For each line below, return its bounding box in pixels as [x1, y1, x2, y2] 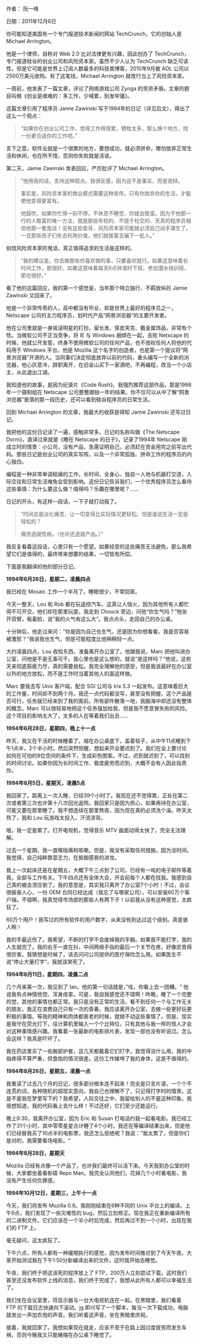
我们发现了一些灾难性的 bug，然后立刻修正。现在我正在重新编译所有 [24, 1209, 191, 1216]
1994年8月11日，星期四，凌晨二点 [6, 971, 88, 978]
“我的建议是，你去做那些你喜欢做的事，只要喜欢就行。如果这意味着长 [20, 257, 189, 264]
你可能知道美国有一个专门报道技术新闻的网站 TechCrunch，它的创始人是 [6, 30, 182, 37]
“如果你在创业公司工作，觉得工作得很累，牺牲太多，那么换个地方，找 [20, 125, 189, 132]
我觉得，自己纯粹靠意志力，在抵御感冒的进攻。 [6, 854, 120, 861]
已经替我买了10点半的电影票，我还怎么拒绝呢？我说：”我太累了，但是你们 [11, 1129, 190, 1137]
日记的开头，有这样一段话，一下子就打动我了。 [6, 498, 120, 505]
